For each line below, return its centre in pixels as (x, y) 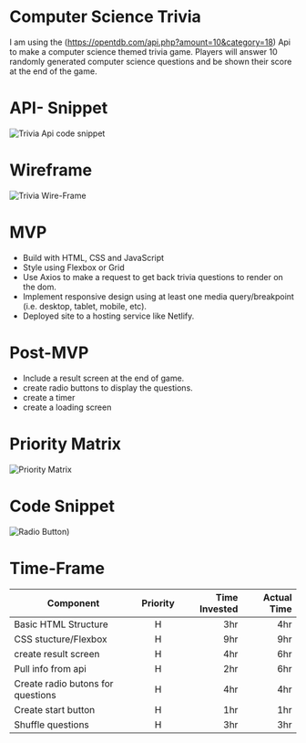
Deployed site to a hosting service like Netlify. (108, 316)
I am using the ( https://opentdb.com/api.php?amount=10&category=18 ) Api (150, 42)
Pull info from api (50, 668)
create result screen (57, 654)
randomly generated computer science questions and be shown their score (151, 61)
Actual (277, 597)
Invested (219, 609)
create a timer (49, 397)
